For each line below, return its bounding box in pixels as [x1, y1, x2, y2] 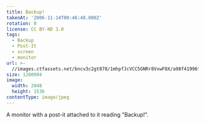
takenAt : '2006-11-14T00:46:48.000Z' [6, 15, 103, 21]
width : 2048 [12, 83, 43, 89]
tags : [6, 32, 20, 38]
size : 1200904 [6, 71, 43, 78]
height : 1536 [12, 89, 45, 95]
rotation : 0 [6, 20, 37, 26]
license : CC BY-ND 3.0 [6, 26, 64, 32]
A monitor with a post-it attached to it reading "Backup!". [6, 111, 149, 118]
